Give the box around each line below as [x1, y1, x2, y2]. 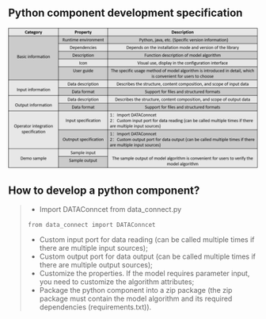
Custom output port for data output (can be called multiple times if [39, 252, 256, 261]
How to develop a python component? [8, 183, 200, 197]
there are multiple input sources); [39, 244, 148, 253]
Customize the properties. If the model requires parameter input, [39, 269, 250, 279]
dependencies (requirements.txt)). [39, 302, 152, 312]
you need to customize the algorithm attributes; [39, 277, 195, 286]
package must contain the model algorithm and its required [39, 294, 233, 304]
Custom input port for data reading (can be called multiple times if [39, 235, 255, 244]
